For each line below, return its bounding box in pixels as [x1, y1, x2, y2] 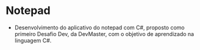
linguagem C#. [14, 37, 52, 44]
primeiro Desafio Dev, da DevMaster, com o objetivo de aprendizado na [14, 30, 195, 37]
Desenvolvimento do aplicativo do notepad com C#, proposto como [14, 24, 185, 31]
